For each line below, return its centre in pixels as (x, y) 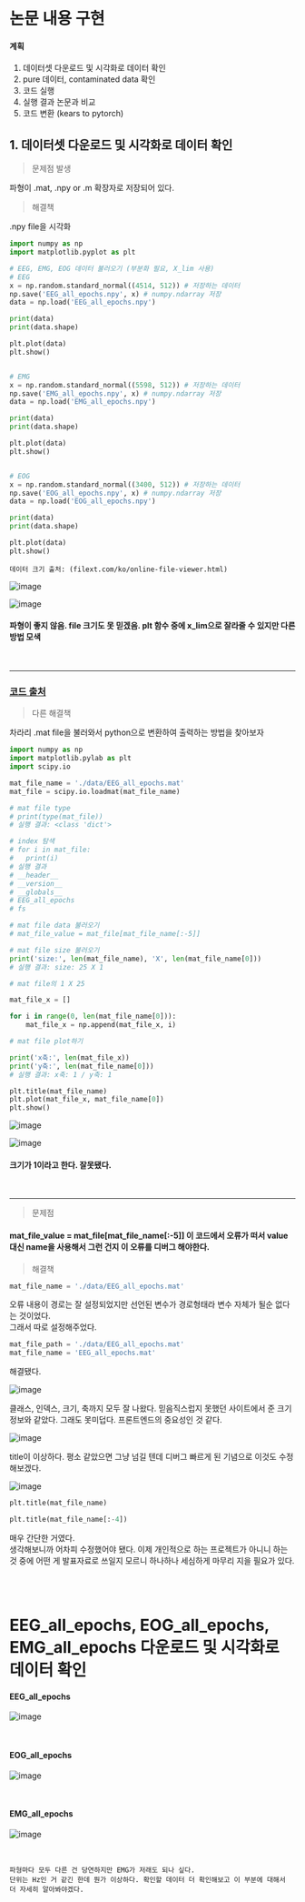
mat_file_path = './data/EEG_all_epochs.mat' (97, 1344)
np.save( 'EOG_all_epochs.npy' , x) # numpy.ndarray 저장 (115, 493)
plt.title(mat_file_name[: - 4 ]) (69, 1520)
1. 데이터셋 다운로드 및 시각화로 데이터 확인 (121, 145)
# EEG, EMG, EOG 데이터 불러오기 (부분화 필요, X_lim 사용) (112, 268)
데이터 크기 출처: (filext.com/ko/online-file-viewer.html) (119, 569)
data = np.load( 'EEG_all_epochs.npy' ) (83, 302)
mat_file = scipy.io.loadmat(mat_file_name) (95, 791)
